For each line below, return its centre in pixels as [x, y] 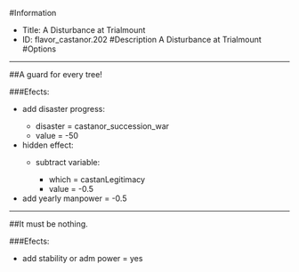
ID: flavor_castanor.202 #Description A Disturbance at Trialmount [142, 40]
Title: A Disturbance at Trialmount [84, 30]
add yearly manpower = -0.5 [74, 198]
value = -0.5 [71, 189]
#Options [39, 49]
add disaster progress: [63, 109]
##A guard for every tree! [56, 74]
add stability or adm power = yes [82, 258]
